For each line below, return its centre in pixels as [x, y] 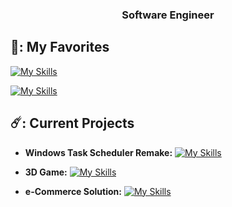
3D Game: [46, 172]
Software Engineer [168, 15]
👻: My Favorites [60, 47]
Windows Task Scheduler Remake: [98, 152]
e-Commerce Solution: [73, 191]
